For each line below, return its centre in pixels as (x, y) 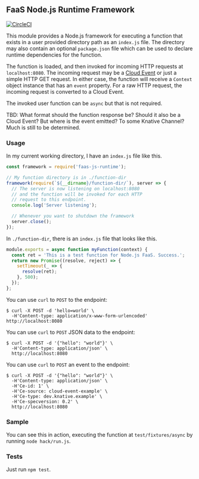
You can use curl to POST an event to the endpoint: (68, 364)
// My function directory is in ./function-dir (66, 177)
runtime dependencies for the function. (54, 55)
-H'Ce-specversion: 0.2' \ (45, 401)
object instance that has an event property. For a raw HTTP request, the (94, 85)
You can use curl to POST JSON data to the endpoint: (71, 332)
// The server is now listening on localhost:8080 (76, 188)
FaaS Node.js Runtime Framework (71, 10)
